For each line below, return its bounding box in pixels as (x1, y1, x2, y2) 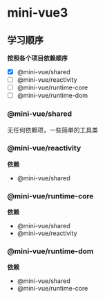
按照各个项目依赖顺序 (7, 54, 68, 62)
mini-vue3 (7, 5, 68, 21)
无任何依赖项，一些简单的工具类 (7, 126, 98, 134)
